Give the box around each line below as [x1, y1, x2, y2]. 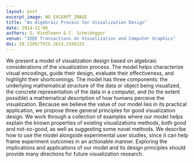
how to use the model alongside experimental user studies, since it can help [6, 131, 188, 138]
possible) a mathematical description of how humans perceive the [6, 94, 165, 101]
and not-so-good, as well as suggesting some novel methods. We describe [6, 125, 186, 132]
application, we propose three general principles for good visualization [6, 106, 176, 114]
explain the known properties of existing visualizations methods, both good [6, 119, 186, 126]
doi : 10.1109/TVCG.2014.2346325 [6, 41, 84, 47]
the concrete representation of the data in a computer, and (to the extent [6, 88, 181, 95]
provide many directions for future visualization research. [6, 150, 144, 157]
